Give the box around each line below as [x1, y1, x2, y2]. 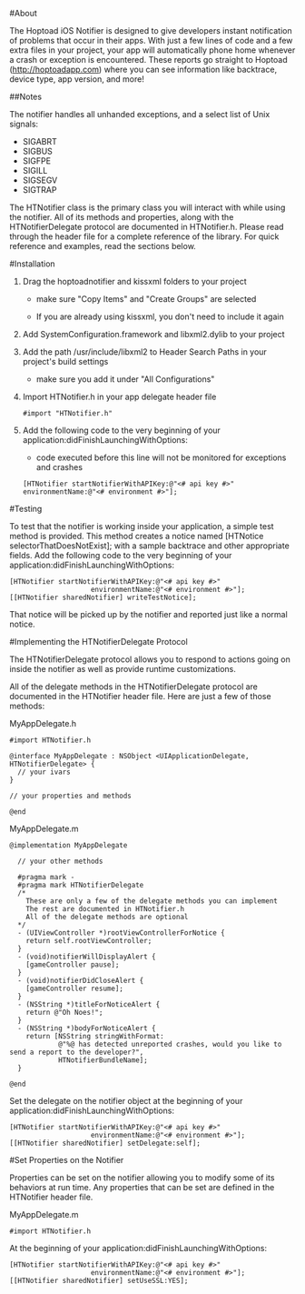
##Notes [9, 91, 43, 102]
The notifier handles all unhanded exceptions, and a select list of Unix [9, 109, 271, 119]
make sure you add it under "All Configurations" [35, 374, 215, 385]
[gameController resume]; [25, 984, 124, 993]
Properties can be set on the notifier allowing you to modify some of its [9, 1172, 275, 1183]
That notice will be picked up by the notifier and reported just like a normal [9, 609, 288, 619]
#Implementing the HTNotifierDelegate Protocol [9, 637, 188, 647]
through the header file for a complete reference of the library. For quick [9, 231, 280, 242]
